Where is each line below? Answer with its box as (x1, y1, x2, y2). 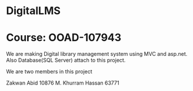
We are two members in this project (6, 68, 92, 75)
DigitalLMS (6, 4, 61, 18)
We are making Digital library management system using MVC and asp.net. (6, 50, 188, 58)
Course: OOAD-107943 (6, 31, 122, 45)
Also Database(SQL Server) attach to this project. (6, 57, 126, 64)
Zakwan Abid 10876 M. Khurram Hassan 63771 (6, 79, 119, 86)
